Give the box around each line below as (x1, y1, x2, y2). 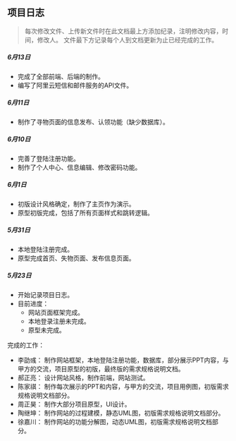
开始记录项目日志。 (17, 290, 74, 298)
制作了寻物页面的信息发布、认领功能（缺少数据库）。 (17, 117, 169, 126)
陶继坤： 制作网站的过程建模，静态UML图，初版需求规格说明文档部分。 (17, 409, 225, 417)
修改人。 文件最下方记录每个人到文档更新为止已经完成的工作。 (37, 35, 218, 44)
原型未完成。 (27, 325, 66, 334)
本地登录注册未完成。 (27, 317, 90, 325)
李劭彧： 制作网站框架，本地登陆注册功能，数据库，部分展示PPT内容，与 (17, 356, 229, 364)
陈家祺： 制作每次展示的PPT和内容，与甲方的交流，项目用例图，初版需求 (17, 382, 229, 390)
